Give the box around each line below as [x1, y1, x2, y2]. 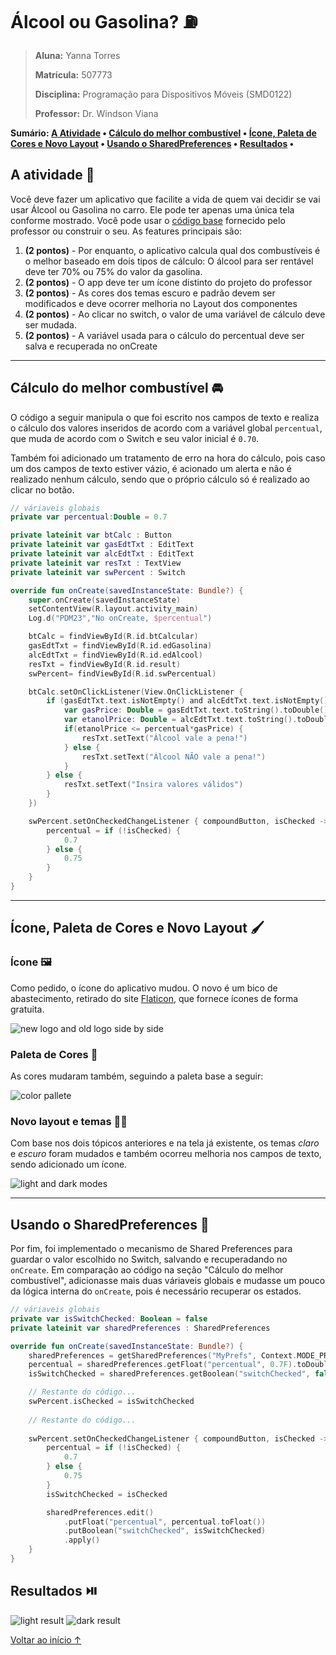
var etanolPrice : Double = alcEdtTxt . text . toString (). [63, 715, 298, 725]
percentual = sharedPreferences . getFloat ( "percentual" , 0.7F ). [28, 1360, 298, 1370]
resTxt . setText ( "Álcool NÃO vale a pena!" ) [81, 752, 267, 762]
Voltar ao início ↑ [10, 1633, 82, 1646]
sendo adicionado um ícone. [10, 1158, 128, 1171]
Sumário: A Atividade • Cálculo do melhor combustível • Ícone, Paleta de [10, 127, 317, 139]
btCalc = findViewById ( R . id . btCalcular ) [28, 632, 199, 642]
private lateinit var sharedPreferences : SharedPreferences [10, 1323, 271, 1333]
